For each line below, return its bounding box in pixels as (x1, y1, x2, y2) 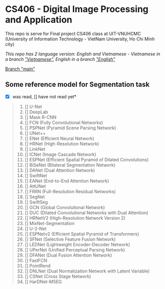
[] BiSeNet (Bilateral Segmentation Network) (24, 162, 116, 168)
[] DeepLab (24, 109, 48, 115)
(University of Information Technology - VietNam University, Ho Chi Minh (5, 36, 155, 42)
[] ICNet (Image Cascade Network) (24, 151, 97, 157)
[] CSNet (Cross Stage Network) (24, 273, 91, 279)
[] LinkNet (24, 146, 46, 152)
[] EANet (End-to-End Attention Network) (24, 178, 110, 184)
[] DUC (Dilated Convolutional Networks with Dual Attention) (24, 210, 149, 216)
